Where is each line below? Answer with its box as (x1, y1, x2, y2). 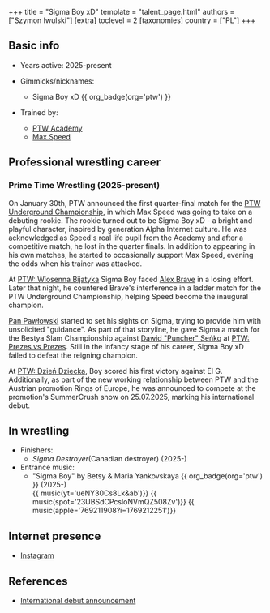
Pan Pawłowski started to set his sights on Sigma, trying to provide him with (8, 315, 262, 325)
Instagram (19, 551, 54, 560)
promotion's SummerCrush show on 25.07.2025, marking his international (8, 392, 255, 401)
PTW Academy (32, 123, 83, 133)
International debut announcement (19, 595, 136, 605)
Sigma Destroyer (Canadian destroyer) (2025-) (32, 454, 187, 464)
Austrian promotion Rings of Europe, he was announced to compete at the (8, 383, 257, 392)
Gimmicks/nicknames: (19, 76, 95, 86)
